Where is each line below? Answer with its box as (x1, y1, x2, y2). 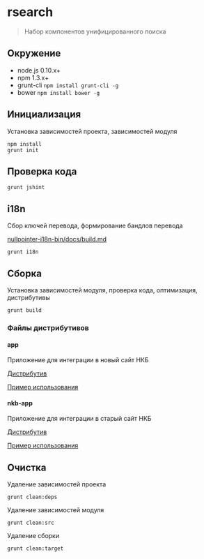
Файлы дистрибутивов (7, 322, 89, 332)
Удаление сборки (7, 532, 60, 540)
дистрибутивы (7, 294, 51, 301)
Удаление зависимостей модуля (7, 506, 104, 514)
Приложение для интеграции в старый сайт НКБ (7, 415, 152, 423)
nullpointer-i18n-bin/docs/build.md (7, 235, 107, 244)
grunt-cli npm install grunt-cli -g (17, 81, 119, 89)
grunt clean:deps (7, 493, 58, 501)
